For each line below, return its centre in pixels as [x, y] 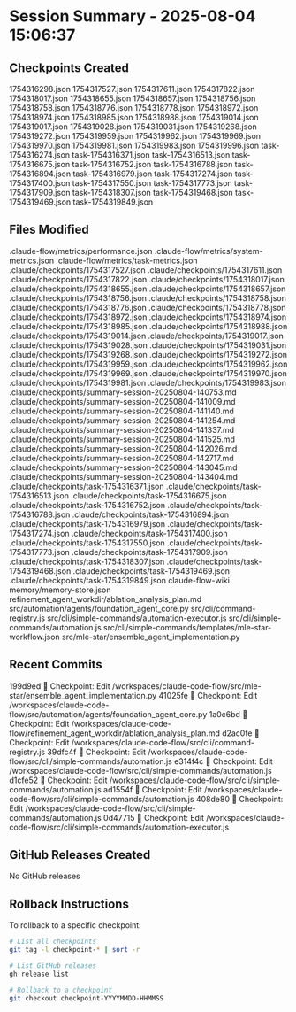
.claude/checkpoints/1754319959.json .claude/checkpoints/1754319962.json [148, 364]
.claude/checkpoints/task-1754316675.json [148, 495]
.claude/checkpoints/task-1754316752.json [87, 505]
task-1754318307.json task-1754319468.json [153, 193]
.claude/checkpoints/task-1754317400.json [149, 533]
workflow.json [34, 637]
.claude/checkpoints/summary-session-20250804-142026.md [123, 448]
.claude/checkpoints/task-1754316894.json [151, 514]
